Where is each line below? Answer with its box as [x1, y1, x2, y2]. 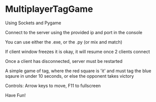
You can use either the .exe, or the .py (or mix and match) [5, 39, 123, 45]
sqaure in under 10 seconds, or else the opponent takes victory [5, 73, 134, 79]
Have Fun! [5, 92, 26, 98]
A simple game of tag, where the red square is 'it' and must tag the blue [5, 68, 152, 74]
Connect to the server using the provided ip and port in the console [5, 29, 143, 35]
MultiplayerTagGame [5, 3, 93, 15]
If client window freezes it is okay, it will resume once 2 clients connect [5, 49, 150, 54]
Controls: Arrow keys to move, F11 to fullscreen [5, 83, 101, 89]
